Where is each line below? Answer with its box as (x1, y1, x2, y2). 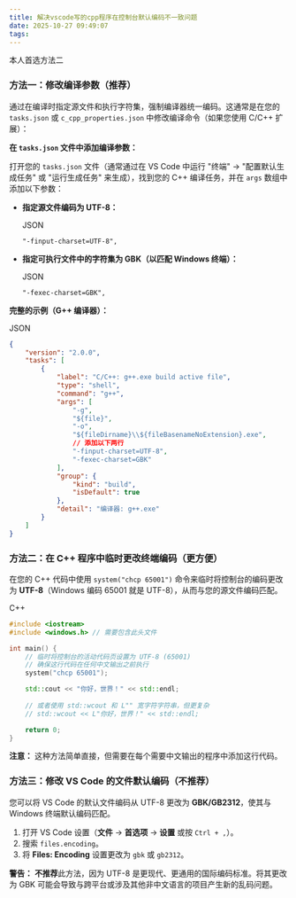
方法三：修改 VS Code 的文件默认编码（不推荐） (9, 775, 215, 787)
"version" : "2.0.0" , (25, 347, 101, 357)
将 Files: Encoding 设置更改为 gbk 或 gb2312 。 (21, 848, 189, 860)
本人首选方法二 (9, 55, 64, 66)
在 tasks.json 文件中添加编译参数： (9, 142, 139, 152)
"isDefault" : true (72, 488, 140, 497)
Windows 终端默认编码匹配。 (9, 808, 115, 818)
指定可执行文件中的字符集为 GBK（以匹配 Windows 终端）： (21, 254, 239, 264)
